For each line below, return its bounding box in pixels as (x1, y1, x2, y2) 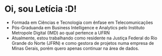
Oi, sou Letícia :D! (4, 3, 77, 15)
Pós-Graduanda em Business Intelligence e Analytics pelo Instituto (11, 24, 145, 30)
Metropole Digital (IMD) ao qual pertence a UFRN (11, 30, 110, 36)
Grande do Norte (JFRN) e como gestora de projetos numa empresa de (11, 40, 154, 46)
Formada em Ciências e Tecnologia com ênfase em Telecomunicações (11, 19, 153, 25)
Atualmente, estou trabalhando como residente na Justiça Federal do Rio (11, 35, 158, 41)
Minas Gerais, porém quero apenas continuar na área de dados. (11, 45, 139, 51)
